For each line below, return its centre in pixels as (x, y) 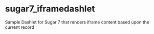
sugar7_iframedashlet (50, 9)
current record (20, 27)
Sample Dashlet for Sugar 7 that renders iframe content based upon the (77, 22)
